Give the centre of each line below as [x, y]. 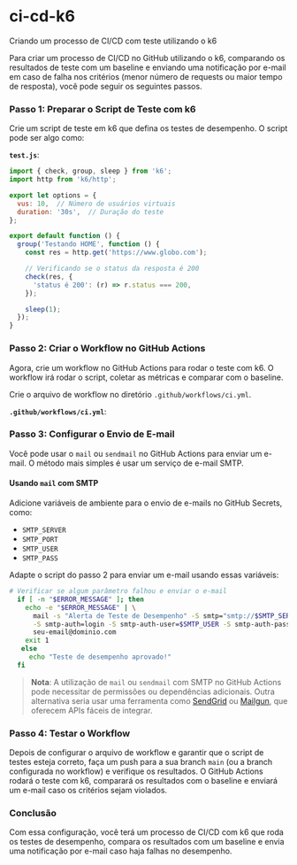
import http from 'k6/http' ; [63, 180]
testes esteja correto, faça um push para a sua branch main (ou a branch [141, 762]
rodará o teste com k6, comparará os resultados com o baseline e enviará [144, 781]
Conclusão [33, 813]
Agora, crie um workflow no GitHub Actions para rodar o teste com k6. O [141, 367]
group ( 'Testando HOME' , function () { [89, 244]
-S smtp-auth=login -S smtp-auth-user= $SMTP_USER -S [132, 624]
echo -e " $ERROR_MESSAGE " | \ [81, 607]
